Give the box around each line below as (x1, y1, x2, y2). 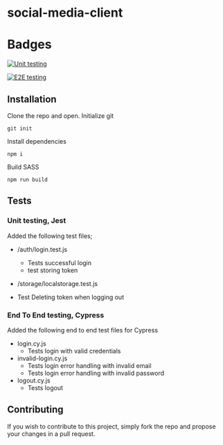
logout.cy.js (17, 376, 51, 385)
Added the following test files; (7, 231, 93, 240)
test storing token (27, 266, 78, 274)
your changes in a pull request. (7, 429, 96, 438)
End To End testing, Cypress (7, 310, 105, 320)
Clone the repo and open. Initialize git (7, 111, 114, 119)
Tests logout (27, 383, 64, 392)
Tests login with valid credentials (27, 346, 121, 355)
